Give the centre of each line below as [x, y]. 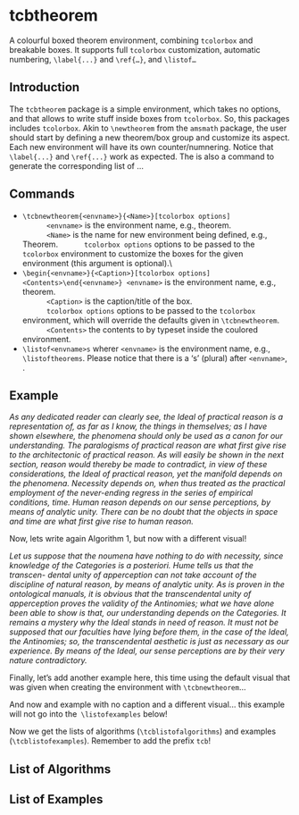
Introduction [45, 87]
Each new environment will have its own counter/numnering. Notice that [141, 147]
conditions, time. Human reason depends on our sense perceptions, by [140, 502]
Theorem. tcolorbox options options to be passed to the [138, 244]
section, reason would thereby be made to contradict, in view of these [138, 465]
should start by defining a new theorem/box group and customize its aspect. [149, 137]
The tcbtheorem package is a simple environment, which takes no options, [145, 109]
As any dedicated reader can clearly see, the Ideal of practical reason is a [146, 417]
